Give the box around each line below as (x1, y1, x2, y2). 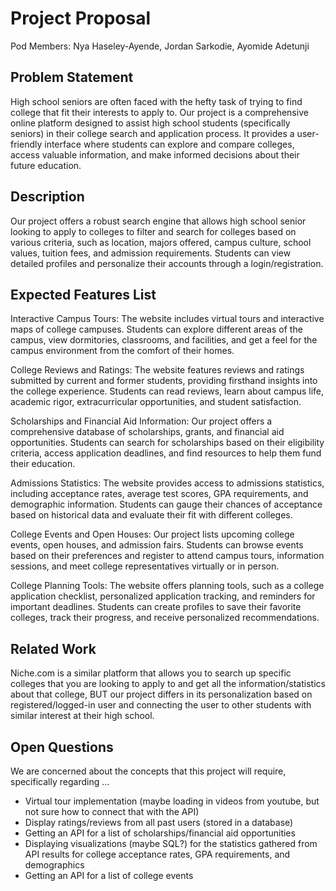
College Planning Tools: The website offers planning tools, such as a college (10, 580, 325, 592)
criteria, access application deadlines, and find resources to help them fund (10, 447, 322, 459)
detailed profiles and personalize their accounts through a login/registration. (10, 257, 324, 269)
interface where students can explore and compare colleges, (44, 138, 295, 150)
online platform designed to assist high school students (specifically (10, 117, 291, 129)
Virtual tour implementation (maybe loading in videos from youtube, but (24, 795, 320, 807)
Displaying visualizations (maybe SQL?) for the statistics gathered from (24, 838, 318, 849)
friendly (10, 138, 43, 150)
